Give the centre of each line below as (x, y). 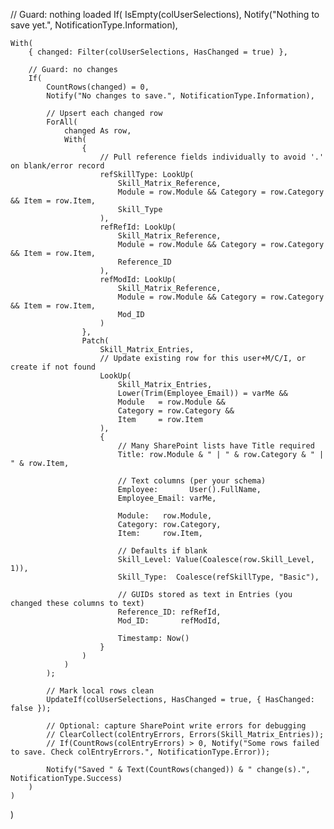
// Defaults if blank (162, 551)
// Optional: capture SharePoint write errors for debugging (176, 726)
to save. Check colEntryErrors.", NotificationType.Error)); (140, 752)
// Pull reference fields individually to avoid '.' (212, 157)
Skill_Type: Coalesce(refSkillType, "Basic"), (218, 577)
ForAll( (62, 122)
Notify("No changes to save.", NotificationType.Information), (180, 96)
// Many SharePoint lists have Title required (216, 446)
